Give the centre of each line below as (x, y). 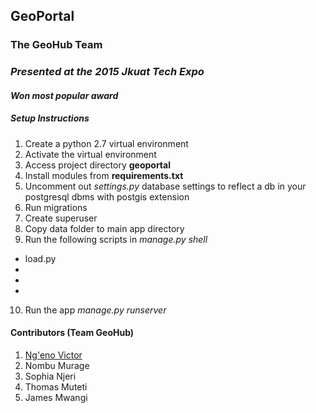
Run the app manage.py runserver (95, 310)
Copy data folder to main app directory (104, 228)
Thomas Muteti (56, 387)
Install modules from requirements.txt (104, 175)
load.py (40, 258)
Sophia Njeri (50, 376)
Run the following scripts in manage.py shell (116, 239)
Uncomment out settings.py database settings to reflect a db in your (165, 186)
